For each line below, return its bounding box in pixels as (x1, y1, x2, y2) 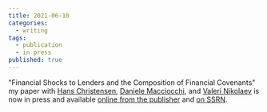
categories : (8, 19, 48, 27)
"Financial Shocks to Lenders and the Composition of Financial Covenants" (8, 77, 256, 87)
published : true (8, 56, 62, 64)
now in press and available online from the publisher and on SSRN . (8, 95, 228, 104)
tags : (8, 33, 26, 42)
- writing (15, 26, 48, 34)
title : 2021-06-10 (8, 11, 70, 20)
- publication (15, 41, 62, 49)
